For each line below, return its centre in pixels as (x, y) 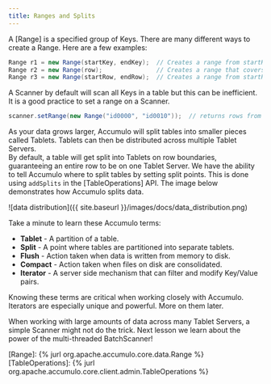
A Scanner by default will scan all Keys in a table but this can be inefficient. (133, 93)
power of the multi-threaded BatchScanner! (81, 339)
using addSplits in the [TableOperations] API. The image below (113, 184)
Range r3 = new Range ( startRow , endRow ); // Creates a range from (124, 78)
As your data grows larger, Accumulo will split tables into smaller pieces (128, 132)
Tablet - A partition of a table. (69, 238)
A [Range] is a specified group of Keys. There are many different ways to (129, 39)
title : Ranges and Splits (52, 16)
